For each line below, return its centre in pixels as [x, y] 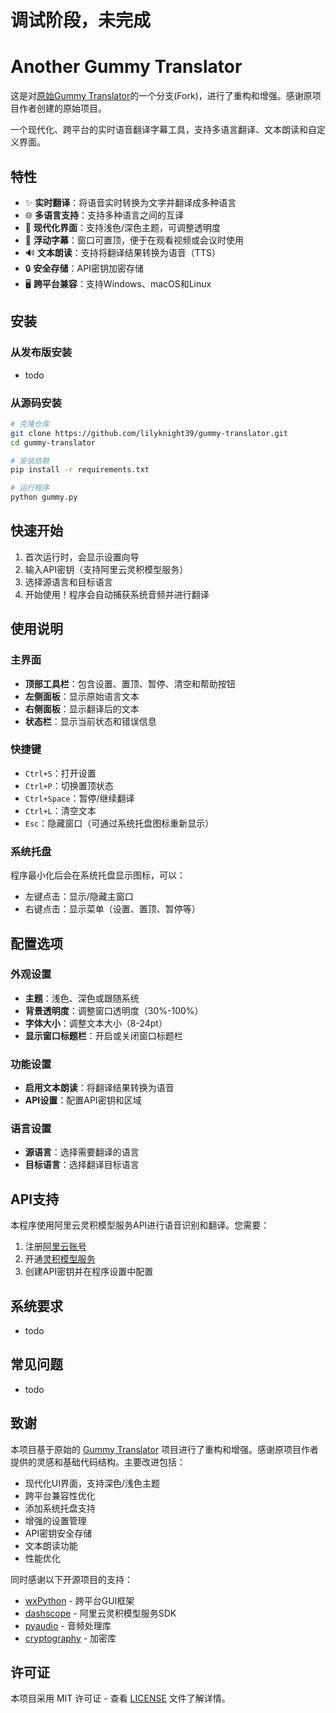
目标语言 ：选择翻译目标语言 [82, 1165]
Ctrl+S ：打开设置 [60, 773]
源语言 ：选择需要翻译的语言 [82, 1152]
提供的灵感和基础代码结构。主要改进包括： [98, 1462]
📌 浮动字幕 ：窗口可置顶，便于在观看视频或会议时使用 [134, 240]
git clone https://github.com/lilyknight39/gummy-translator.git [149, 433]
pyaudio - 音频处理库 [68, 1625]
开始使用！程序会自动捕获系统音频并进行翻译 [117, 594]
